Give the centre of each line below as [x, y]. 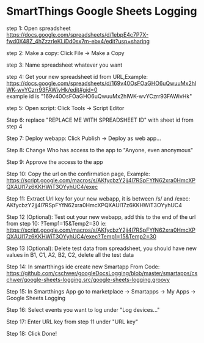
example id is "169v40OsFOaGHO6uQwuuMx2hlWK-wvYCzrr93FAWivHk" [99, 96]
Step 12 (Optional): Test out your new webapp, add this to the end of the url [101, 217]
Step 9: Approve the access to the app [55, 162]
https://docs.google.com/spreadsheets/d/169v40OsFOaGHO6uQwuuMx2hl [101, 83]
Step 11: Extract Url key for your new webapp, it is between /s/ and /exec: [98, 198]
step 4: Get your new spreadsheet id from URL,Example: [77, 76]
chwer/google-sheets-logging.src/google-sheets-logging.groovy [88, 279]
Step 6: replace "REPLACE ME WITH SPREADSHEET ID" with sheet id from [100, 120]
